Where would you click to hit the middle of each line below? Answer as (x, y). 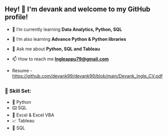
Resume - (22, 71)
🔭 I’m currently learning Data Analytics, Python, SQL (67, 29)
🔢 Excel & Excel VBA (33, 115)
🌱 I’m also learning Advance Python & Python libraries (69, 39)
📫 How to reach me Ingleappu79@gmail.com (60, 59)
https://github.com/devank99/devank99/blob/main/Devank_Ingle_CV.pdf (87, 76)
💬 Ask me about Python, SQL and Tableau (56, 49)
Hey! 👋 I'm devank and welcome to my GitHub (77, 9)
